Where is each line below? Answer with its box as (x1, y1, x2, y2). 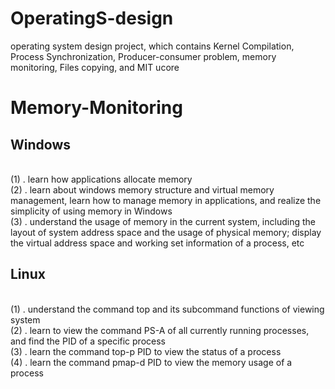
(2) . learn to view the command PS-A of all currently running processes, (10, 324, 310, 336)
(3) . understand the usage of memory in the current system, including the (10, 215, 316, 227)
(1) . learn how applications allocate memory (10, 173, 193, 185)
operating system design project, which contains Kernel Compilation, (10, 40, 295, 52)
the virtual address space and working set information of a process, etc (10, 237, 305, 249)
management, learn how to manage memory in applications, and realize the (10, 194, 322, 206)
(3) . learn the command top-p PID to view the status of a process (10, 345, 282, 357)
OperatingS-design (10, 7, 174, 30)
